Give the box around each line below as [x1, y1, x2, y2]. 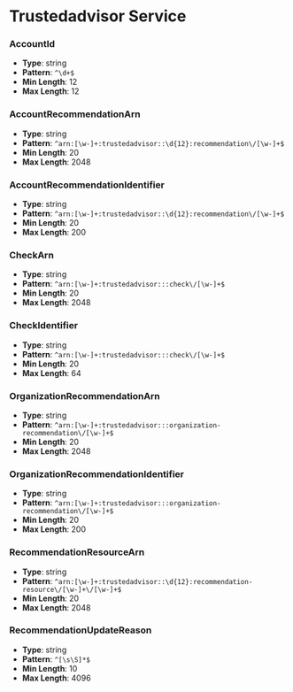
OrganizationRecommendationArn [9, 389, 161, 402]
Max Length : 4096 [21, 673, 91, 683]
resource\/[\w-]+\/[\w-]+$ [21, 585, 122, 594]
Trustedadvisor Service [9, 6, 187, 27]
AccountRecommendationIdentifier [9, 179, 166, 191]
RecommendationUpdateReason [9, 624, 152, 636]
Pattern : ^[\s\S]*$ [21, 653, 91, 665]
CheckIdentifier [9, 319, 78, 332]
